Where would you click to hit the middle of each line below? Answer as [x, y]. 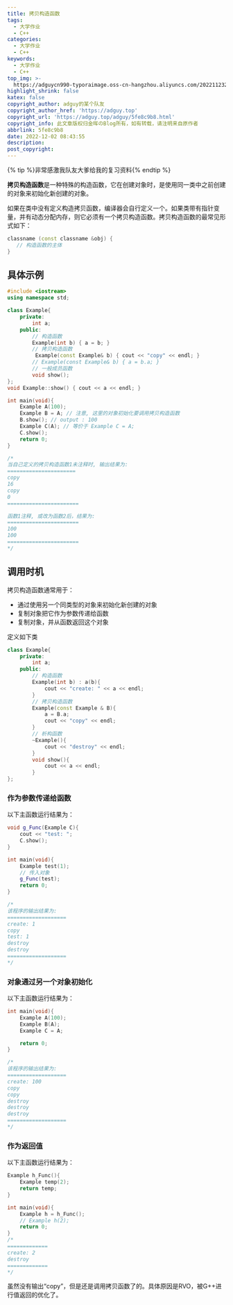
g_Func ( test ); [40, 879]
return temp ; [38, 1189]
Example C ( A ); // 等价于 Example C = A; [77, 427]
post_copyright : [31, 149]
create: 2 [21, 1253]
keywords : [21, 59]
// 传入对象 [35, 873]
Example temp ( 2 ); [45, 1182]
